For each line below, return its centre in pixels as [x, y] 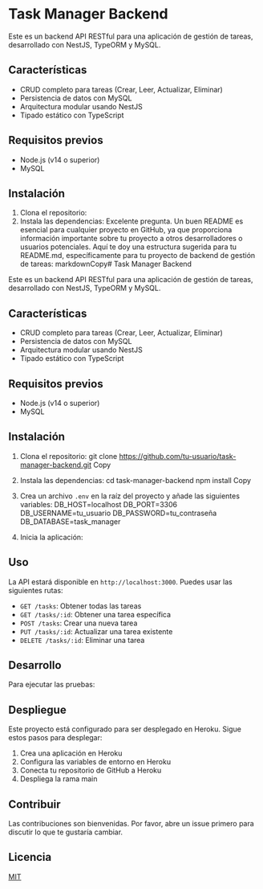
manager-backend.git [56, 465]
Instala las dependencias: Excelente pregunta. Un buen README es [131, 221]
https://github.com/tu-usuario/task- [178, 456]
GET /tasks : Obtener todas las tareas [81, 606]
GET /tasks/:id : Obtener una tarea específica [95, 614]
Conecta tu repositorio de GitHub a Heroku [91, 770]
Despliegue [37, 709]
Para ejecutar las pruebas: [52, 685]
